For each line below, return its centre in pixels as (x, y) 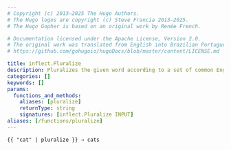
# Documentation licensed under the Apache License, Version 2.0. (104, 38)
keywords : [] (26, 83)
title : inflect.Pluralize (44, 64)
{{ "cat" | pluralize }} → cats (53, 140)
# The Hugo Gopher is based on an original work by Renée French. (104, 26)
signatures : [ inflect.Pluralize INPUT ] (77, 115)
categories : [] (29, 76)
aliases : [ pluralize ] (50, 102)
